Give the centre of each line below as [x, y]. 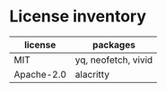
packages [114, 45]
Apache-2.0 [40, 74]
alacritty [92, 74]
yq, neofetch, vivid [114, 60]
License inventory [78, 17]
